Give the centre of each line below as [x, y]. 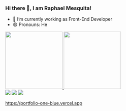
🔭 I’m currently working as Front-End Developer [62, 19]
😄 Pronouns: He [30, 24]
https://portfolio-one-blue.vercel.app [44, 103]
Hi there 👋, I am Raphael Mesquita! [49, 8]
